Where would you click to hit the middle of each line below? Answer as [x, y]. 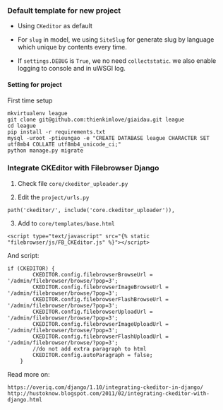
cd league [22, 126]
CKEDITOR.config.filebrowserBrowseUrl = [93, 274]
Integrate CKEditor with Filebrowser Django [83, 168]
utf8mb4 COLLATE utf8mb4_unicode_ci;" [64, 144]
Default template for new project [64, 11]
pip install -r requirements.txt [56, 132]
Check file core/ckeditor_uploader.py [73, 183]
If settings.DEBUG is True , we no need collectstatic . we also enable [117, 61]
